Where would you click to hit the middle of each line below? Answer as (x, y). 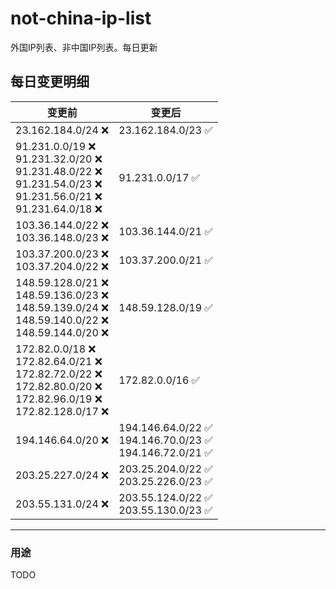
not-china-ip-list (81, 18)
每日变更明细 (50, 82)
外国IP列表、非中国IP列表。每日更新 (84, 47)
